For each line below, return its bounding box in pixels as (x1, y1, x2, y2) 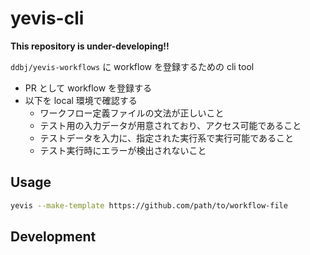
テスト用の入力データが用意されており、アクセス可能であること (39, 119, 302, 131)
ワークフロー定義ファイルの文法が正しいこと (39, 107, 225, 119)
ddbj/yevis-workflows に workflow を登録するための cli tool (10, 60, 255, 72)
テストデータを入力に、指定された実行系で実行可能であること (39, 132, 295, 144)
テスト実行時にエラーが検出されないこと (39, 144, 207, 156)
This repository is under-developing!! (10, 40, 170, 52)
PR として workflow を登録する (24, 82, 153, 94)
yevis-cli (10, 7, 85, 30)
